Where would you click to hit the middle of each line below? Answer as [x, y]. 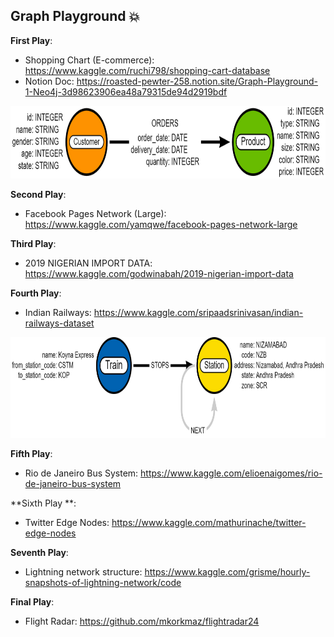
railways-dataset [59, 323]
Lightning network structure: [83, 571]
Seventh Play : [39, 552]
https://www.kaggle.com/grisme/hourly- [227, 571]
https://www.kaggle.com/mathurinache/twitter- [209, 522]
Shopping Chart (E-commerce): [89, 60]
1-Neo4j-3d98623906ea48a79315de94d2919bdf [126, 91]
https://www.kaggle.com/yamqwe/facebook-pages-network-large [161, 224]
